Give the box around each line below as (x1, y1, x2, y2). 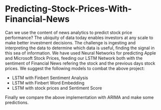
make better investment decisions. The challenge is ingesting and (5, 40, 136, 45)
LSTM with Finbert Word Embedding (12, 80, 85, 85)
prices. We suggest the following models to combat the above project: (5, 65, 145, 71)
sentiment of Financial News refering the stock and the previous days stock (5, 60, 156, 66)
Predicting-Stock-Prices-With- (5, 3, 132, 14)
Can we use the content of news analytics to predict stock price (5, 29, 132, 35)
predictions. (5, 99, 29, 105)
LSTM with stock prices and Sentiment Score (12, 85, 102, 91)
